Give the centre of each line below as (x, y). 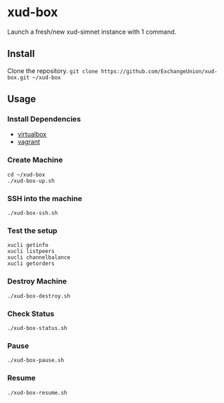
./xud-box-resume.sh (38, 392)
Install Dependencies (44, 119)
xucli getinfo (28, 245)
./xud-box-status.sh (38, 328)
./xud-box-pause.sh (36, 360)
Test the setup (32, 231)
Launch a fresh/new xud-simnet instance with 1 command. (92, 32)
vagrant (29, 142)
